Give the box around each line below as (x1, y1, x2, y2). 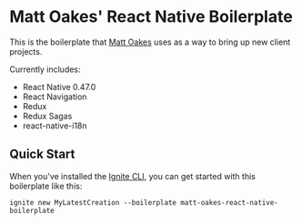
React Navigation (22, 91, 87, 102)
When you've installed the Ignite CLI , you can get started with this (9, 170, 257, 181)
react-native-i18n (22, 120, 88, 131)
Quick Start (9, 147, 75, 162)
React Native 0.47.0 (22, 81, 96, 92)
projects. (9, 46, 43, 56)
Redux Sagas (22, 110, 73, 121)
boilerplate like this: (9, 180, 83, 191)
